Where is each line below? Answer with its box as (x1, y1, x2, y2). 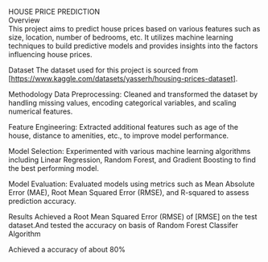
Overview (8, 15, 40, 25)
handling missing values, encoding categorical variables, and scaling (8, 98, 237, 107)
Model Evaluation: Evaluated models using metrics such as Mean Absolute (8, 179, 255, 189)
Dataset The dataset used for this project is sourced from (8, 65, 199, 75)
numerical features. (8, 106, 73, 116)
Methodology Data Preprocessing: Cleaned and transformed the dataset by (8, 89, 258, 99)
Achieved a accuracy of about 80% (8, 245, 126, 254)
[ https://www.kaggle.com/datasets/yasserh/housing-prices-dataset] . (8, 74, 238, 83)
